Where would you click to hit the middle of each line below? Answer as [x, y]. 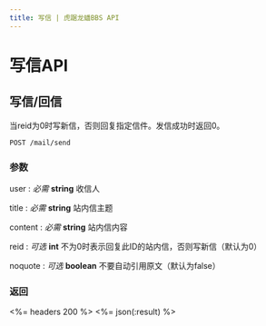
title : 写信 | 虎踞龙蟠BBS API [64, 18]
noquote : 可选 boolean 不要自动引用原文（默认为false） [115, 265]
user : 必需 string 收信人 [54, 188]
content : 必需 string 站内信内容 [69, 227]
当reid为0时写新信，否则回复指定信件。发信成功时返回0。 [117, 125]
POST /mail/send [40, 143]
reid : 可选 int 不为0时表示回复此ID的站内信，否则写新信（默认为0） [136, 246]
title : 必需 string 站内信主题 [61, 207]
